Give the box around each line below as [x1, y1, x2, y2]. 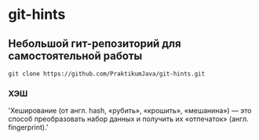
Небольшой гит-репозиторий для [8, 37, 182, 50]
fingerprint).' [8, 123, 49, 132]
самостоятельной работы [8, 49, 143, 62]
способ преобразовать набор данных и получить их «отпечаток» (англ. [8, 114, 249, 123]
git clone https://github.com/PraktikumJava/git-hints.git [8, 70, 206, 78]
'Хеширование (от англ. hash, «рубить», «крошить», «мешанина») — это [8, 106, 252, 116]
